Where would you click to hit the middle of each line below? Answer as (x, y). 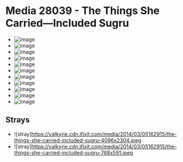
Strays (18, 120)
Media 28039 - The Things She (83, 11)
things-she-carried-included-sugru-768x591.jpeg (74, 153)
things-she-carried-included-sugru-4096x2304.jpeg (77, 140)
